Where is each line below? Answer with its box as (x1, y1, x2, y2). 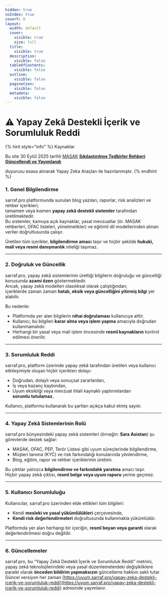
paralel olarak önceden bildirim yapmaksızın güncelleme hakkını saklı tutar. (5, 569, 161, 575)
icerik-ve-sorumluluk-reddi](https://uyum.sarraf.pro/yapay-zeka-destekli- (5, 580, 157, 586)
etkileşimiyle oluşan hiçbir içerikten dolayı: (5, 368, 92, 374)
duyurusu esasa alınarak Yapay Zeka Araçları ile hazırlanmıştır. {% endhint (5, 168, 157, 174)
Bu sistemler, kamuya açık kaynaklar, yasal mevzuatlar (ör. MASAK (5, 219, 141, 225)
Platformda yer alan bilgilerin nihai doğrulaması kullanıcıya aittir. (12, 313, 144, 319)
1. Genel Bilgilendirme (5, 186, 59, 193)
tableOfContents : (9, 63, 46, 68)
